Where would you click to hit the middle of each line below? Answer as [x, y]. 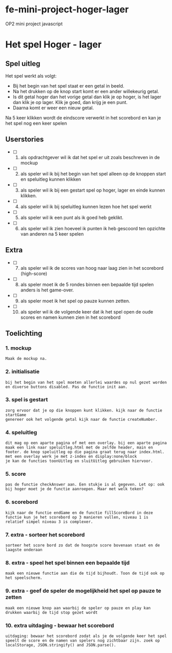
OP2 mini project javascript [34, 24]
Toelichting [24, 333]
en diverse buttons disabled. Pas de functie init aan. [66, 387]
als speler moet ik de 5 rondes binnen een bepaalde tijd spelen [87, 284]
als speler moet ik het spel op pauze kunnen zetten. [75, 301]
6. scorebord [22, 502]
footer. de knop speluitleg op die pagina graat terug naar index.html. [85, 452]
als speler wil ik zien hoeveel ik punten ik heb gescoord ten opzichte [93, 228]
